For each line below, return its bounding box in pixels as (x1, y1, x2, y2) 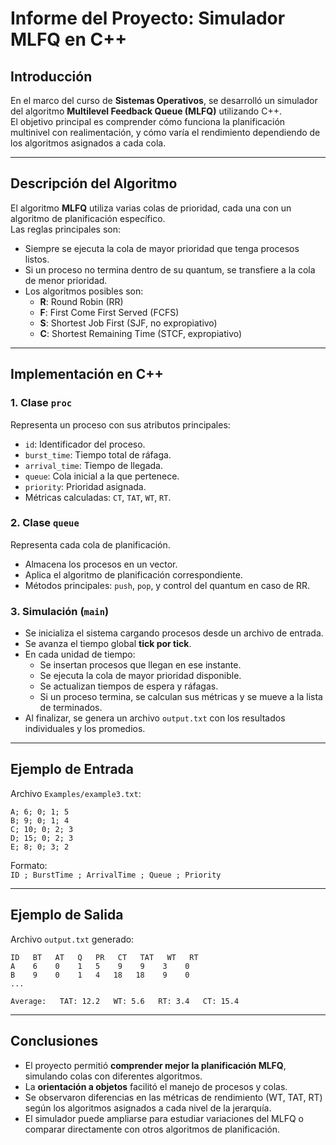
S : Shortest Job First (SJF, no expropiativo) (39, 317, 218, 329)
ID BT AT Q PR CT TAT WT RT (10, 952, 199, 962)
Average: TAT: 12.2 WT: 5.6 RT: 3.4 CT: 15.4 (10, 996, 240, 1006)
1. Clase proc (10, 396, 73, 410)
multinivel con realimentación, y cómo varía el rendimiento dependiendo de (10, 127, 321, 138)
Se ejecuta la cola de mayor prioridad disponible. (39, 670, 242, 682)
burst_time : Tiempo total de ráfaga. (24, 448, 172, 461)
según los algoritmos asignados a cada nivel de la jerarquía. (24, 1102, 272, 1114)
